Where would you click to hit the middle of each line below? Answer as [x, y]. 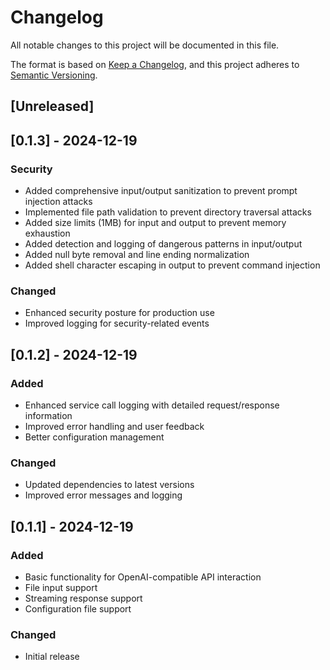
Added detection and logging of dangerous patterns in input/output [163, 244]
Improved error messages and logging [103, 495]
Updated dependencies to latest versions [109, 485]
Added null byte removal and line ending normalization [137, 255]
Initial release [52, 657]
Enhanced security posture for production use [119, 313]
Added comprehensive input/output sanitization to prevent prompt [161, 191]
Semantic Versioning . [54, 75]
